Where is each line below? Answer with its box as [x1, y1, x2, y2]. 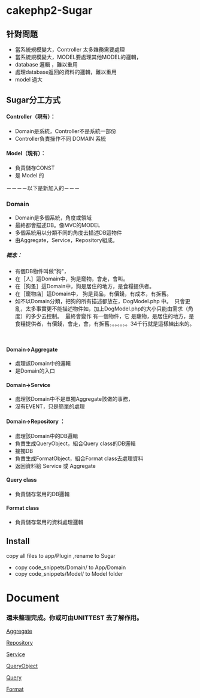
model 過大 [14, 76, 43, 83]
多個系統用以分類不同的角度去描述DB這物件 [14, 229, 123, 237]
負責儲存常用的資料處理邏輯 [14, 519, 84, 526]
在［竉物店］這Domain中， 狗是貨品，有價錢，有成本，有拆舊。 [14, 290, 172, 297]
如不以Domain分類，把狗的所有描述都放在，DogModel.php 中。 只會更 [14, 298, 190, 305]
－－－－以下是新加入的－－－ [6, 184, 80, 192]
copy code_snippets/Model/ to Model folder [14, 570, 123, 577]
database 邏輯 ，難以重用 [14, 61, 78, 68]
